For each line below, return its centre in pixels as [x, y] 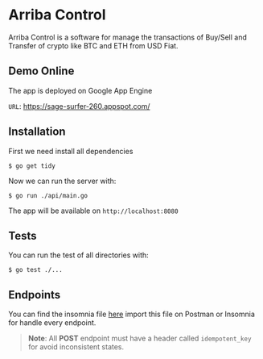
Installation [37, 132]
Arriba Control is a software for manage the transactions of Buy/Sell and [128, 37]
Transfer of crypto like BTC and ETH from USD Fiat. [93, 45]
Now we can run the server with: [62, 181]
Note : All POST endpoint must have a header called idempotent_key [140, 338]
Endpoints [35, 295]
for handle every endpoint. [52, 323]
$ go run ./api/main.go [48, 195]
